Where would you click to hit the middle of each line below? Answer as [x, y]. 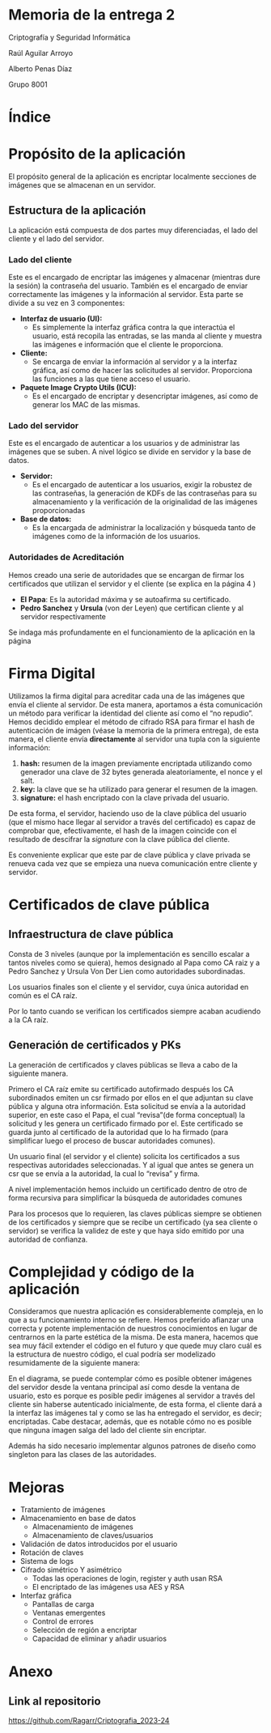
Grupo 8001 [28, 84]
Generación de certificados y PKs [95, 1045]
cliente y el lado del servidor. [56, 238]
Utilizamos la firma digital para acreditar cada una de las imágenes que [127, 696]
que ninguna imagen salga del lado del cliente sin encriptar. [108, 1430]
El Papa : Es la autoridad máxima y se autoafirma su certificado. [125, 599]
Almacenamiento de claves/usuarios [93, 1535]
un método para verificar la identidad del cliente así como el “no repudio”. [131, 713]
